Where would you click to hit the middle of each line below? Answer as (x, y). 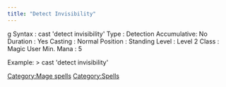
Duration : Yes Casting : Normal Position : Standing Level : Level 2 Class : (113, 41)
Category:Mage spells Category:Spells (64, 76)
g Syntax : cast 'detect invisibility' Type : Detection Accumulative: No (108, 34)
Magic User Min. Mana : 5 (45, 48)
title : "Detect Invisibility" (52, 14)
